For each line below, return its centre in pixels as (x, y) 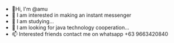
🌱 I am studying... (33, 21)
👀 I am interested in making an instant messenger (71, 15)
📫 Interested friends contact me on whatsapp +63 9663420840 (90, 34)
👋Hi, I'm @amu (30, 9)
